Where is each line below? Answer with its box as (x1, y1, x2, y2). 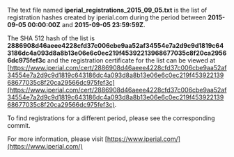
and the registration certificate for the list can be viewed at (47, 56, 216, 65)
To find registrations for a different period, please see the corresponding (7, 114, 215, 122)
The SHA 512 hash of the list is (7, 34, 95, 42)
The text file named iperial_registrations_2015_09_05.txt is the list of (7, 6, 208, 14)
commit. (7, 122, 31, 129)
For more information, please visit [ (7, 135, 108, 143)
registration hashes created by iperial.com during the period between (7, 13, 207, 22)
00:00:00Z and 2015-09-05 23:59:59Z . (27, 21, 146, 28)
